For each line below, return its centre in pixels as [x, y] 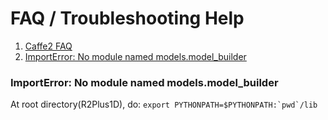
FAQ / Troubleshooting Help [127, 18]
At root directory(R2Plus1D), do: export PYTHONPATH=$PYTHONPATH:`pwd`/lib [164, 104]
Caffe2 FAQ [48, 46]
